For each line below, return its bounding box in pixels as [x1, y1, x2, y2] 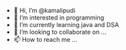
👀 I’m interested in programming [13, 14, 105, 22]
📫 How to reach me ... [13, 36, 77, 43]
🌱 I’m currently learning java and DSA [13, 21, 119, 28]
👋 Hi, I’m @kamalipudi [13, 7, 75, 14]
